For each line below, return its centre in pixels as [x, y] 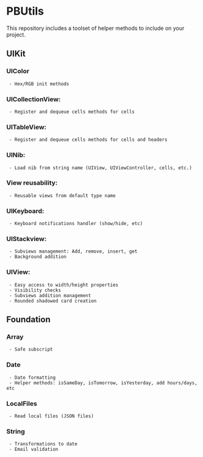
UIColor [18, 71]
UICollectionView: [34, 99]
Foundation [28, 319]
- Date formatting [32, 377]
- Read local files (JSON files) [52, 416]
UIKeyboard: [25, 211]
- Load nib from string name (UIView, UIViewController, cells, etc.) [100, 168]
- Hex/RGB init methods [39, 84]
